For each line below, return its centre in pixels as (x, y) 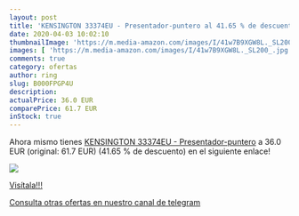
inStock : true (36, 116)
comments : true (37, 59)
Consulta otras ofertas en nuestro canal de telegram (105, 203)
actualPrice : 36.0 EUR (51, 100)
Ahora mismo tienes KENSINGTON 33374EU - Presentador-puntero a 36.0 (145, 142)
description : (33, 92)
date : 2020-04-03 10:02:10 (59, 34)
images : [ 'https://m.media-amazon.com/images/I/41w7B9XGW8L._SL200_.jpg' (151, 51)
